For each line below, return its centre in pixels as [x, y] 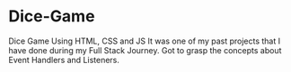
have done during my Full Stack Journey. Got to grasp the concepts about [145, 50]
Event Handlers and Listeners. [64, 60]
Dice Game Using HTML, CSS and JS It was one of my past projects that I [144, 41]
